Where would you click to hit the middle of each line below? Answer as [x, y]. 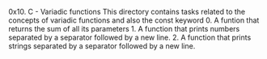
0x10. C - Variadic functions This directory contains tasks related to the [127, 12]
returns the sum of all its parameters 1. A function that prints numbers [124, 29]
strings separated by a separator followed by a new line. [102, 46]
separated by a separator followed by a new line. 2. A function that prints [130, 37]
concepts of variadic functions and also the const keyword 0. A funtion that [134, 20]
